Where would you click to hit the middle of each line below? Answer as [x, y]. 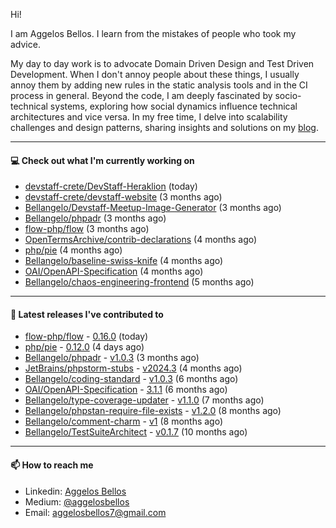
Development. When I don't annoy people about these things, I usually [155, 74]
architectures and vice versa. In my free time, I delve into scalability [149, 117]
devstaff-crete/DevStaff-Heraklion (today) [111, 186]
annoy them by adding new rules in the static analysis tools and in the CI [159, 85]
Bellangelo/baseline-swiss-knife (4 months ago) [124, 261]
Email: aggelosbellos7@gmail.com [95, 512]
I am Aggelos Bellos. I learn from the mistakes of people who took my [153, 33]
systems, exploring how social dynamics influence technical [173, 106]
